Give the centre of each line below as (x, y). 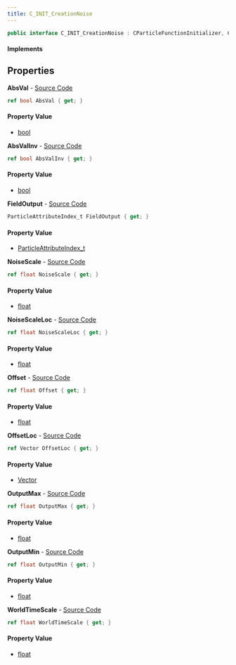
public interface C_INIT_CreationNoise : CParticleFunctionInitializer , (116, 33)
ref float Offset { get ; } (47, 390)
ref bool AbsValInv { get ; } (50, 159)
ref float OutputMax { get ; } (52, 506)
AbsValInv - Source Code (45, 145)
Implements (25, 49)
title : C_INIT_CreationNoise (50, 14)
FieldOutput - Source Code (47, 204)
